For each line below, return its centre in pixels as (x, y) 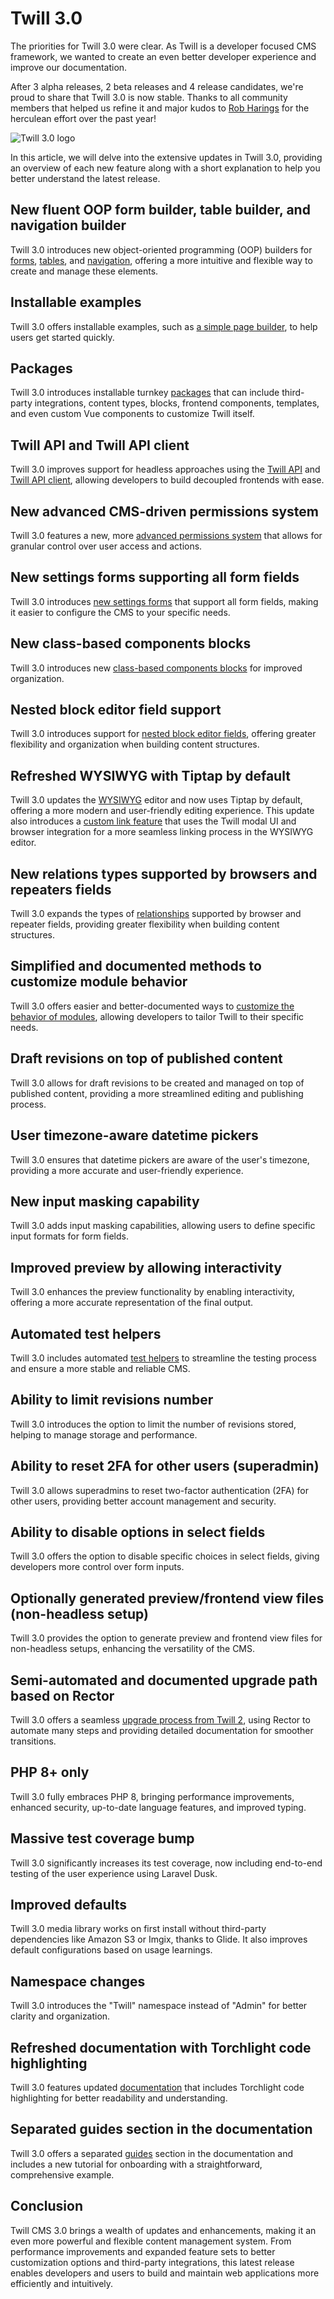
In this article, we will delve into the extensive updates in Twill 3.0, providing (166, 157)
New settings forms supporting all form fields (155, 577)
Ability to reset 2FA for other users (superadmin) (165, 1466)
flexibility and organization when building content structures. (135, 744)
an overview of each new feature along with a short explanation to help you (165, 168)
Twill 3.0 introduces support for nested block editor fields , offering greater (163, 734)
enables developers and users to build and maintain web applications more (165, 2273)
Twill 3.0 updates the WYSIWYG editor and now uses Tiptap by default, (156, 800)
